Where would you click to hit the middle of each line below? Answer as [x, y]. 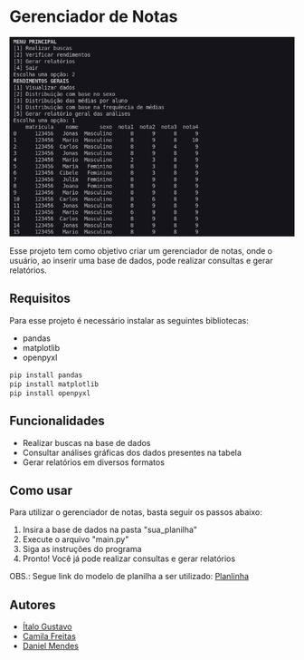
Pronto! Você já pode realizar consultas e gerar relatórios [129, 558]
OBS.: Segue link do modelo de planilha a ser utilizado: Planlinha [129, 577]
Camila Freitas [49, 636]
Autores [33, 605]
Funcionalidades [57, 421]
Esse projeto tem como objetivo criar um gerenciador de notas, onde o [141, 251]
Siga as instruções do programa [82, 549]
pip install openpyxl [50, 393]
